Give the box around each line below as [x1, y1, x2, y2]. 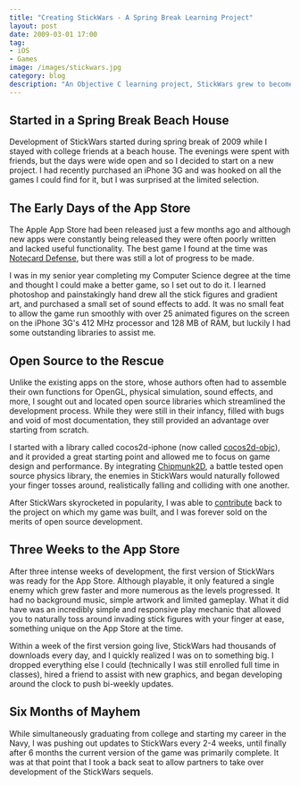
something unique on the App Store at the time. [9, 623, 184, 634]
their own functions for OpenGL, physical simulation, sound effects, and [9, 387, 274, 397]
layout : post [9, 21, 58, 30]
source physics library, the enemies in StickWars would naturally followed [9, 471, 280, 482]
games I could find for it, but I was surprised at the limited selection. [9, 175, 260, 185]
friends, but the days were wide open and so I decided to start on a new [9, 156, 274, 167]
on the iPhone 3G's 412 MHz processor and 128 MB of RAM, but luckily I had [9, 318, 291, 329]
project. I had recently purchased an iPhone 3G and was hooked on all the [9, 165, 282, 175]
